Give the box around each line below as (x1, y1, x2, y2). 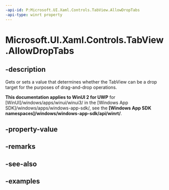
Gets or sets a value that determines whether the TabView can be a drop (5, 78, 157, 85)
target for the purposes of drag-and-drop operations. (5, 84, 117, 90)
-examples (5, 177, 40, 186)
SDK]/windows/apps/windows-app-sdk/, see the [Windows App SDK (5, 105, 152, 111)
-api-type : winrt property (5, 12, 63, 17)
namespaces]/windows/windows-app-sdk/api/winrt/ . (5, 110, 122, 116)
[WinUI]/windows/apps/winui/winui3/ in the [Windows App (5, 99, 128, 105)
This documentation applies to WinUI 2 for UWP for (5, 94, 116, 100)
